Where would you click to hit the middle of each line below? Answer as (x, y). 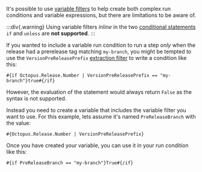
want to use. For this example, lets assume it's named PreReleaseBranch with (101, 117)
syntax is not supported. (36, 98)
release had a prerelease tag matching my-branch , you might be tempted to (99, 51)
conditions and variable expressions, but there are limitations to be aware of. (101, 15)
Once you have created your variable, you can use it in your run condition (97, 145)
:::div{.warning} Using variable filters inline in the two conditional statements (101, 27)
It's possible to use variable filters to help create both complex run (89, 9)
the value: (19, 123)
